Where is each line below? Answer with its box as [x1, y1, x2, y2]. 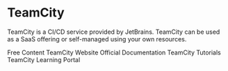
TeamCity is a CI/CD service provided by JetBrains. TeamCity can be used [7, 28, 220, 36]
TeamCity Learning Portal [7, 55, 81, 63]
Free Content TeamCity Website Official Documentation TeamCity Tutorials [7, 48, 221, 57]
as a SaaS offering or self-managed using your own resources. [7, 34, 187, 43]
